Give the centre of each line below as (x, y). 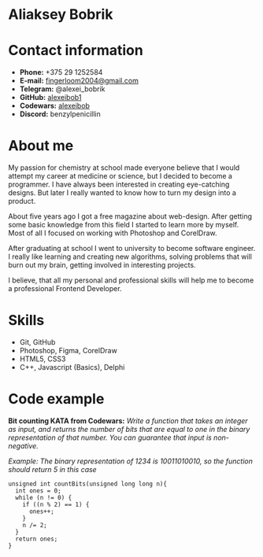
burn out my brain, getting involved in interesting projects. (102, 265)
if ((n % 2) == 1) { (56, 504)
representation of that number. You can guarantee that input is (110, 437)
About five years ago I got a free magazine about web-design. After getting (130, 216)
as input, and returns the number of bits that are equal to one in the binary (129, 429)
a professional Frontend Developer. (65, 289)
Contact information (76, 51)
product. (22, 201)
